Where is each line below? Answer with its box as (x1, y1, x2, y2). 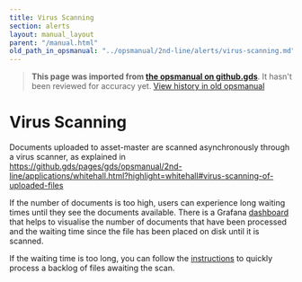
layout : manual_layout (9, 30, 94, 39)
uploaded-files (9, 181, 64, 191)
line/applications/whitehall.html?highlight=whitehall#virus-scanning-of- (9, 171, 274, 181)
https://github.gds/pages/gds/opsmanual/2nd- (9, 161, 182, 172)
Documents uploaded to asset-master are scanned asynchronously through (9, 142, 290, 153)
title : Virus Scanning (9, 13, 94, 22)
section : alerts (9, 22, 70, 31)
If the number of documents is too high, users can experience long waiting (9, 198, 286, 208)
